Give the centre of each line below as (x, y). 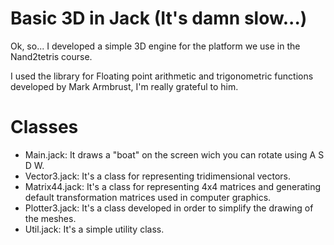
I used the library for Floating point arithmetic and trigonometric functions (162, 76)
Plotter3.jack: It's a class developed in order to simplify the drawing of (169, 208)
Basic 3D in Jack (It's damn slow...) (159, 18)
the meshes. (50, 218)
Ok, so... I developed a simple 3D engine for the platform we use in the (155, 46)
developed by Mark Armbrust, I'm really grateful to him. (124, 86)
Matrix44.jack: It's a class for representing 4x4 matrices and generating (173, 186)
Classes (44, 127)
